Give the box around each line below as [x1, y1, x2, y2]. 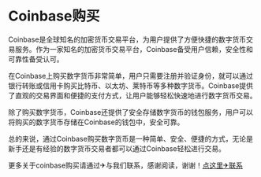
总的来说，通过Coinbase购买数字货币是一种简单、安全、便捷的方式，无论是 [8, 134, 254, 143]
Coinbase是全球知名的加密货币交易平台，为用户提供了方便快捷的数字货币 [8, 35, 247, 44]
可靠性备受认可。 [8, 54, 64, 64]
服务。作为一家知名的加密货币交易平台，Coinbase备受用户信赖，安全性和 [14, 44, 254, 53]
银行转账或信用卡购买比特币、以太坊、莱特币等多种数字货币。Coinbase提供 [8, 80, 254, 90]
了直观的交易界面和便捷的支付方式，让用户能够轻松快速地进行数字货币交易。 [8, 90, 257, 100]
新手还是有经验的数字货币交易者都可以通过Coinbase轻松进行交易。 [8, 143, 226, 153]
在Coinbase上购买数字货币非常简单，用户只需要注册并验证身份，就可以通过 [8, 71, 254, 80]
